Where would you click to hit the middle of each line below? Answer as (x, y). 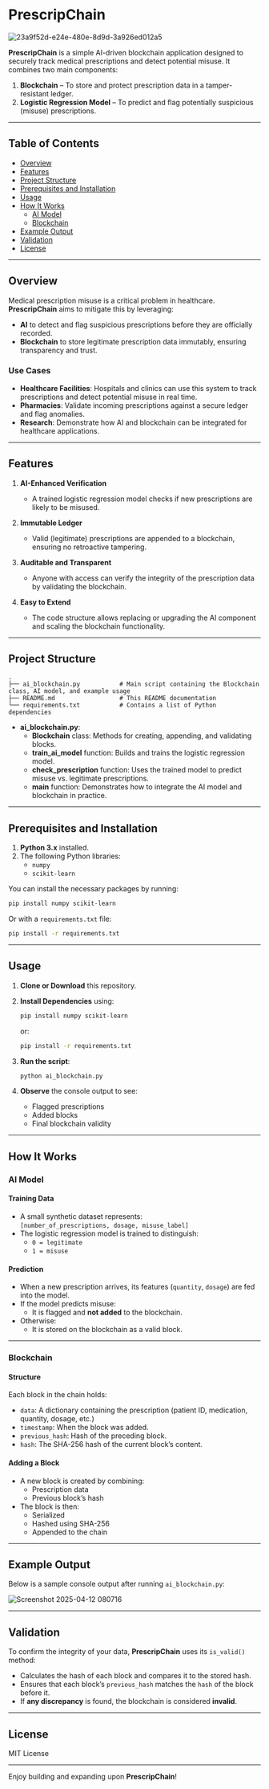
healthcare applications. (60, 430)
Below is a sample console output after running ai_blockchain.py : (117, 1584)
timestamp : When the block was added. (84, 1428)
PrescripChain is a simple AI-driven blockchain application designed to (126, 52)
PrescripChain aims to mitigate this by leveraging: (91, 309)
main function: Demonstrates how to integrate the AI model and (137, 787)
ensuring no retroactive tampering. (89, 547)
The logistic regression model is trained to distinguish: (109, 1233)
